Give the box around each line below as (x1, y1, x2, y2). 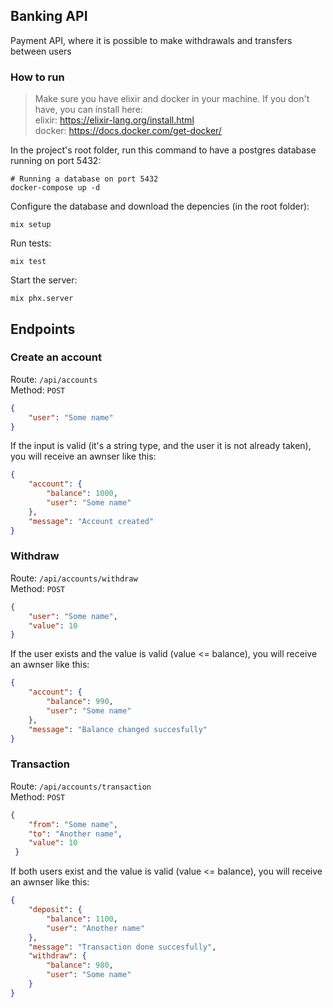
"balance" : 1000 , (46, 489, 118, 499)
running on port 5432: (10, 155, 102, 167)
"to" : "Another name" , (28, 829, 123, 839)
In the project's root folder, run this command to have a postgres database (10, 144, 317, 156)
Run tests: (10, 237, 52, 249)
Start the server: (10, 274, 78, 286)
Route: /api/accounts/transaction (10, 780, 152, 792)
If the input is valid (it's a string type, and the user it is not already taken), (10, 440, 312, 452)
